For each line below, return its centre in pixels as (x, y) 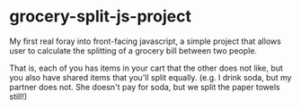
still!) (18, 96)
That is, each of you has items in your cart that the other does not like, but (146, 68)
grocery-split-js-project (100, 17)
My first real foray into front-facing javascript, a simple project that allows (145, 41)
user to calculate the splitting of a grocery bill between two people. (133, 50)
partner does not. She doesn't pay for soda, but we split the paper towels (145, 87)
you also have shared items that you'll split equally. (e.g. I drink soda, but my (150, 77)
